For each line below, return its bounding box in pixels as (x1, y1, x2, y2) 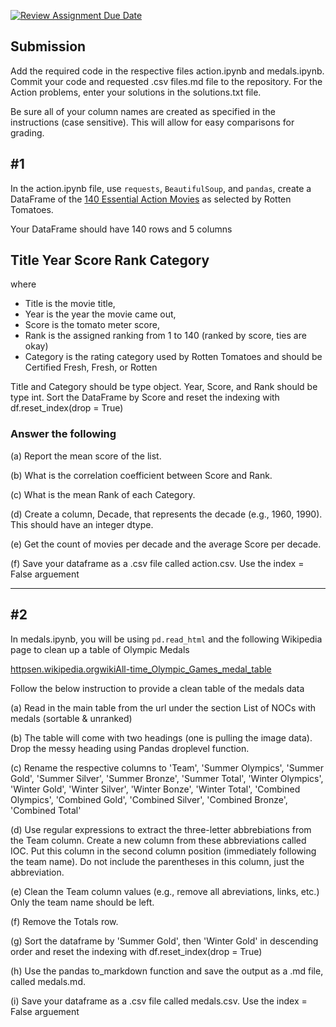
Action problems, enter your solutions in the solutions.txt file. (10, 86, 262, 98)
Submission (10, 38, 87, 55)
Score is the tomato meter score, (24, 319, 160, 331)
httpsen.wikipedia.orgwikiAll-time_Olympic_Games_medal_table (10, 663, 272, 675)
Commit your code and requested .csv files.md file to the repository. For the (10, 75, 323, 87)
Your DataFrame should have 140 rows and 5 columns (10, 223, 233, 235)
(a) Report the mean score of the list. (10, 450, 162, 462)
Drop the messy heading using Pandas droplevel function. (10, 742, 250, 754)
